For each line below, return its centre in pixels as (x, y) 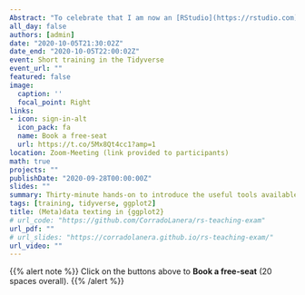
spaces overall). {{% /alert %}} (67, 281)
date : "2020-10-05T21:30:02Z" (67, 43)
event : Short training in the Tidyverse (87, 60)
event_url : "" (36, 69)
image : (22, 85)
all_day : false (38, 26)
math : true (30, 161)
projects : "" (34, 170)
